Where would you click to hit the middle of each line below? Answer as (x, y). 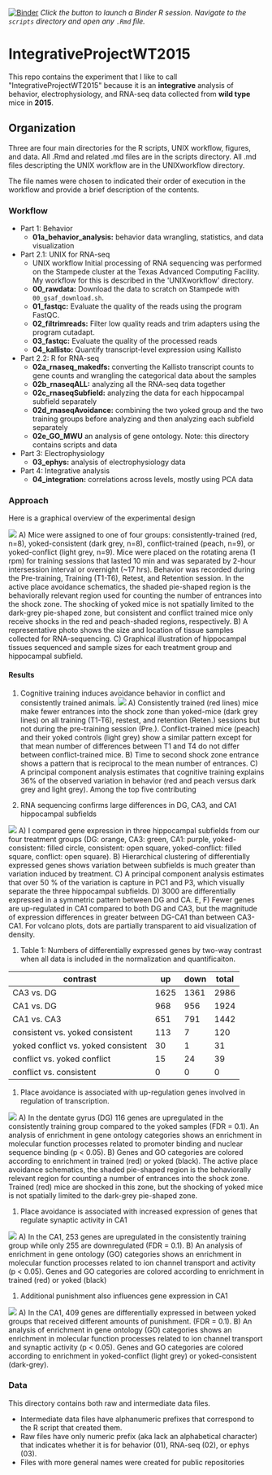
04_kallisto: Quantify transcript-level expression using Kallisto (137, 349)
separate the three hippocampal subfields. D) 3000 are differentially (122, 891)
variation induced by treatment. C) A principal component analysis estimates (136, 874)
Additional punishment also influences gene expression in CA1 (124, 1296)
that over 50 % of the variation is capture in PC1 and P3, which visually (127, 882)
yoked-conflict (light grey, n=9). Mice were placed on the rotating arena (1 (132, 552)
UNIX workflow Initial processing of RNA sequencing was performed (147, 263)
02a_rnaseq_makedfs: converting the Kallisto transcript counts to (143, 367)
